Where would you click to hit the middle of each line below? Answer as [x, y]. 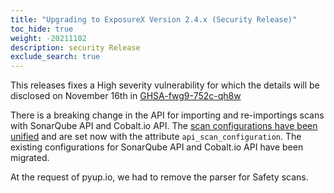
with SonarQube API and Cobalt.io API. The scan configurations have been [164, 126]
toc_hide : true [42, 29]
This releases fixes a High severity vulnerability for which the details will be [165, 85]
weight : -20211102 [48, 38]
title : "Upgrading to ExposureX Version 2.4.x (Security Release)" [154, 19]
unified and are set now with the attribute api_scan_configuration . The [156, 137]
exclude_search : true [55, 57]
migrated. [30, 158]
